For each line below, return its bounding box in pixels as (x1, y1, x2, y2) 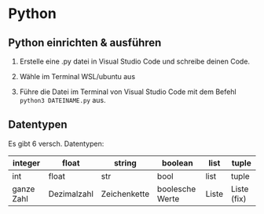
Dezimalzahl (48, 188, 94, 199)
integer (13, 158, 41, 169)
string (113, 158, 137, 169)
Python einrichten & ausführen (8, 36, 162, 49)
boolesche (156, 183, 196, 194)
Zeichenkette (101, 188, 150, 199)
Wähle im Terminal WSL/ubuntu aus (19, 72, 136, 81)
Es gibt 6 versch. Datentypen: (8, 139, 104, 148)
